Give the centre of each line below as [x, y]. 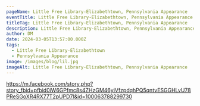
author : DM [20, 34]
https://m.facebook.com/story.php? [50, 84]
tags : [13, 45]
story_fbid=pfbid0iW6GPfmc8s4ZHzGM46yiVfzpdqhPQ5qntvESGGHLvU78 [99, 91]
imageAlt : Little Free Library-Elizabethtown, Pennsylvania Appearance [97, 67]
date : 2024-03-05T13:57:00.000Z [46, 39]
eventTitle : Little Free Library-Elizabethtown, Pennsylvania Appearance [100, 17]
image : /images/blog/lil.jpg [42, 61]
